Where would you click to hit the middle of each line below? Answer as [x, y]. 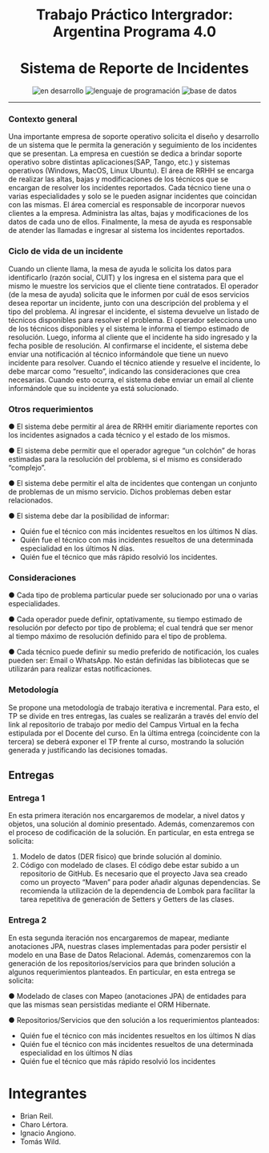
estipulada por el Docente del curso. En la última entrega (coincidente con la [134, 733]
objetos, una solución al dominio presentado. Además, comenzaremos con [131, 824]
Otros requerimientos [51, 409]
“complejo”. [27, 468]
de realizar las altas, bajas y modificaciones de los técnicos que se [118, 179]
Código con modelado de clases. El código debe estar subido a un [129, 866]
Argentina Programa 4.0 [134, 32]
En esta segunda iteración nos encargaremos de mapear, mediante [119, 938]
